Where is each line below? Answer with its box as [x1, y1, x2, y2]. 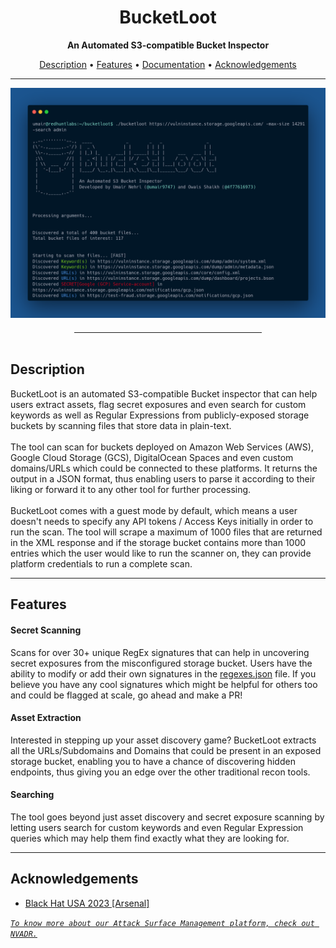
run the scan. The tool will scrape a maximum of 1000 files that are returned [10, 526, 323, 538]
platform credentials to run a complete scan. [10, 557, 193, 570]
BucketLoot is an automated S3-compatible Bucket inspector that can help [10, 387, 318, 400]
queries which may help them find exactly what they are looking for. [10, 832, 290, 844]
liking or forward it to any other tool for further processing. [10, 483, 252, 495]
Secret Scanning [10, 624, 82, 636]
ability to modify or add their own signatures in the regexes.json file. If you [10, 667, 317, 680]
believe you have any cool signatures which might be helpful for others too [10, 678, 318, 690]
